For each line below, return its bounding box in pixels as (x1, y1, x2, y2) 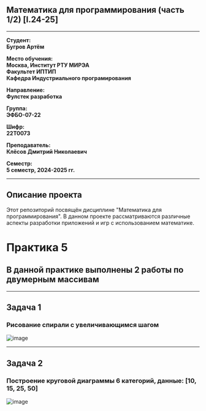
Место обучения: (6, 55, 53, 62)
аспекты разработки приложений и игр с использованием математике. (6, 219, 194, 226)
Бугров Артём (6, 43, 45, 50)
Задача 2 (6, 358, 43, 368)
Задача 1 (6, 303, 42, 313)
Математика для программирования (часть (6, 5, 185, 15)
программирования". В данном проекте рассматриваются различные (6, 213, 191, 220)
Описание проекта (6, 190, 82, 200)
